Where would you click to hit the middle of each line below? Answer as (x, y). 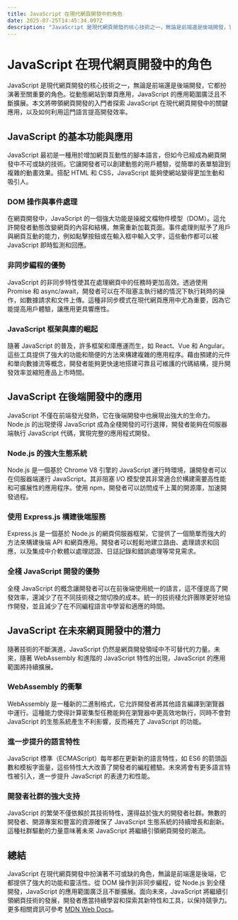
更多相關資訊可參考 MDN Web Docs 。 (63, 909)
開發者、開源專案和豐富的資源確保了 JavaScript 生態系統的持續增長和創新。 (118, 822)
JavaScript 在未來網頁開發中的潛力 (84, 631)
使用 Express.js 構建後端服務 (57, 517)
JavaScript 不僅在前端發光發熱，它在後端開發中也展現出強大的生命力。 (111, 415)
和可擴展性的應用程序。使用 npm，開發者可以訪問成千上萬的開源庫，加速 (114, 488)
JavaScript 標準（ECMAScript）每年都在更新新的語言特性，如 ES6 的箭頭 (114, 759)
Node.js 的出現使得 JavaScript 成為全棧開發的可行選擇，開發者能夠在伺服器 (118, 424)
